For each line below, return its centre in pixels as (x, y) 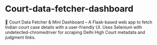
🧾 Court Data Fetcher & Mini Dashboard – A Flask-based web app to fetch (78, 22)
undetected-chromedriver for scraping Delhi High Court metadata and (75, 32)
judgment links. (20, 37)
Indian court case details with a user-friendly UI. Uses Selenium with (74, 27)
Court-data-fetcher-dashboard (69, 9)
